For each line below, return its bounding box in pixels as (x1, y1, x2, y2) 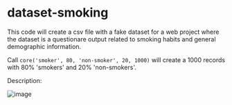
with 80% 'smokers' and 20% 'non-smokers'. (7, 63, 136, 71)
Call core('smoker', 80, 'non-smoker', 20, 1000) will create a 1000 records (7, 55, 226, 64)
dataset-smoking (7, 5, 109, 21)
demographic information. (7, 42, 82, 50)
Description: (7, 76, 42, 84)
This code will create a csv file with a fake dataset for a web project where (7, 28, 220, 36)
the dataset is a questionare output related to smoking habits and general (7, 35, 216, 43)
